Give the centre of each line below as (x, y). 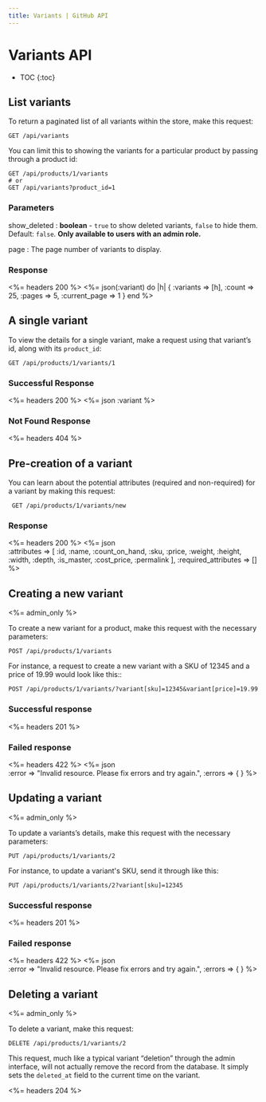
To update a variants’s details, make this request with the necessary (119, 832)
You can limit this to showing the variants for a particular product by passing (133, 151)
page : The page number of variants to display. (85, 249)
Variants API (50, 55)
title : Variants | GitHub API (59, 16)
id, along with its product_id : (55, 348)
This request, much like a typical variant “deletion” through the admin (122, 1058)
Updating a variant (55, 798)
